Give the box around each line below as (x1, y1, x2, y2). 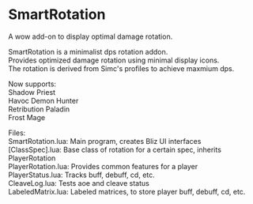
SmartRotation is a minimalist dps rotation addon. (8, 47, 168, 56)
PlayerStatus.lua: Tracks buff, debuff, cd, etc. (8, 170, 156, 179)
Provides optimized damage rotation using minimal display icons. (8, 55, 220, 65)
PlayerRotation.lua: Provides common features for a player (8, 161, 198, 171)
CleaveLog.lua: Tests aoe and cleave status (8, 178, 150, 187)
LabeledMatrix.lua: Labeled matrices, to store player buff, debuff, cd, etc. (8, 187, 246, 196)
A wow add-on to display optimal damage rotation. (8, 32, 173, 41)
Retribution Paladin (8, 104, 70, 114)
